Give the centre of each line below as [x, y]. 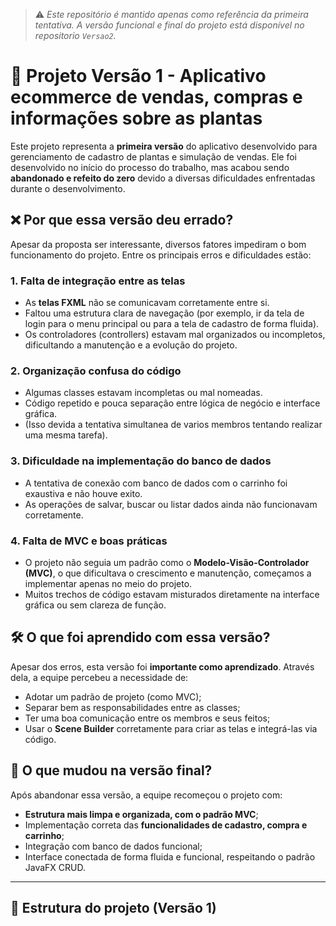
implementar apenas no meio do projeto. [108, 583]
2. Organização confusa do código [96, 371]
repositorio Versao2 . [75, 35]
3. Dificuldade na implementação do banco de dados [141, 461]
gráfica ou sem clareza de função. [95, 605]
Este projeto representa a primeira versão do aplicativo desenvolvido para [164, 146]
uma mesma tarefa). [66, 435]
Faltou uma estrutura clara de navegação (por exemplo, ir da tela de [164, 313]
